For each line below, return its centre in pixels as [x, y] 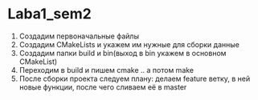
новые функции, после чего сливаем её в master [103, 87]
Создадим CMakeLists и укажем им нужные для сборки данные [129, 44]
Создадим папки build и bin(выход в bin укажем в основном [123, 53]
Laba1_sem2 [49, 14]
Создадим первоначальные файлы [79, 36]
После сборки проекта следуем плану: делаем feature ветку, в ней [135, 78]
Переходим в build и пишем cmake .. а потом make [106, 70]
